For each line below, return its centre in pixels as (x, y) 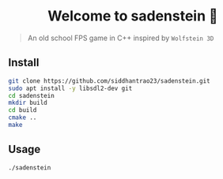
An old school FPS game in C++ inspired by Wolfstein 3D (121, 38)
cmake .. (23, 117)
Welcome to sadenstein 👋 (133, 16)
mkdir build (28, 103)
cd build (23, 110)
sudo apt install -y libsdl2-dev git (70, 88)
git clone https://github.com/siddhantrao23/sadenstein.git (110, 81)
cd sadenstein (32, 95)
